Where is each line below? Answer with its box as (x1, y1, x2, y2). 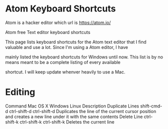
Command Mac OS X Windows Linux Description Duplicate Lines (5, 103, 139, 109)
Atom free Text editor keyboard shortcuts (5, 29, 91, 35)
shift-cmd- (140, 103, 162, 109)
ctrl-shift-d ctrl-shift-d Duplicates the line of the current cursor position (9, 108, 156, 114)
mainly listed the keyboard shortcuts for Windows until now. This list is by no (5, 53, 163, 60)
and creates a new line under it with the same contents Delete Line (5, 113, 143, 119)
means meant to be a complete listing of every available (5, 59, 121, 65)
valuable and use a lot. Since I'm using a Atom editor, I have (5, 44, 128, 50)
